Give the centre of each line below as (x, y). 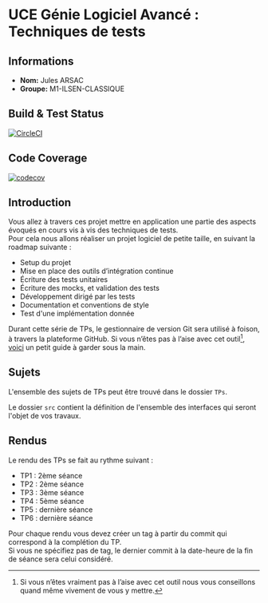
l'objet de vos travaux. (45, 415)
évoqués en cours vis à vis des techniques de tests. (93, 230)
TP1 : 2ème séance (51, 475)
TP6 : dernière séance (56, 518)
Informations (41, 61)
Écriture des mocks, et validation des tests (89, 288)
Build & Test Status (56, 114)
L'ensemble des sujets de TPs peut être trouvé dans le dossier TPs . (118, 391)
